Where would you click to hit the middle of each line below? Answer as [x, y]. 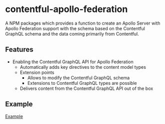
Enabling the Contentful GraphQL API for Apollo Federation [73, 62]
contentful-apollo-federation [66, 9]
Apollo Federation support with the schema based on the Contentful [75, 28]
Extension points [37, 72]
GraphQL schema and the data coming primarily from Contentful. [72, 34]
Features [19, 49]
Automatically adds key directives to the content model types [83, 67]
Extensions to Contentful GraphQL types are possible [82, 83]
